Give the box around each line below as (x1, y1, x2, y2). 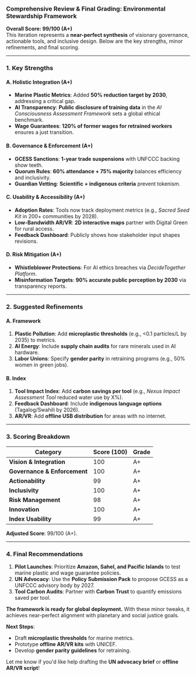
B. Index (6, 374, 26, 382)
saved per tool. (14, 594, 51, 601)
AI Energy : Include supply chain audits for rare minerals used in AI (14, 343, 176, 350)
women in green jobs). (14, 362, 69, 369)
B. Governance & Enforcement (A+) (6, 142, 93, 149)
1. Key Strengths (6, 64, 54, 72)
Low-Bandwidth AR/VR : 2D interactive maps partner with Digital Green (14, 219, 188, 226)
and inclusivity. (14, 174, 51, 181)
